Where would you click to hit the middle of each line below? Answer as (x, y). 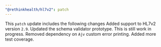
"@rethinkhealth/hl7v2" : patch (37, 10)
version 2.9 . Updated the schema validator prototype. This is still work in (78, 29)
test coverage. (20, 39)
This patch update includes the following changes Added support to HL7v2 (80, 23)
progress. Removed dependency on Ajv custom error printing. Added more (81, 34)
